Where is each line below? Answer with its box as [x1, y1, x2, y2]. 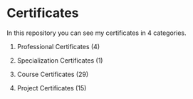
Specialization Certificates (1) [16, 56, 103, 65]
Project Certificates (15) [16, 83, 87, 92]
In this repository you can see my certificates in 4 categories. [6, 28, 187, 37]
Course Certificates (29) [16, 70, 89, 78]
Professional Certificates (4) [16, 42, 100, 51]
